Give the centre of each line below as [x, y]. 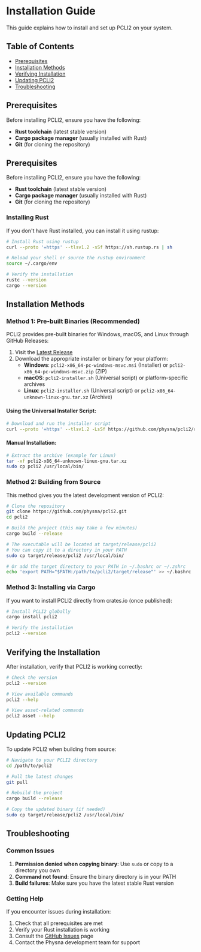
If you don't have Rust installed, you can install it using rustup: [83, 230]
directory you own [37, 870]
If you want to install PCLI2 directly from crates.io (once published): [89, 600]
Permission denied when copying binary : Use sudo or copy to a [94, 864]
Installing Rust [28, 217]
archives [34, 384]
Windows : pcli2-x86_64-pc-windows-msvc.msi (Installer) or [96, 365]
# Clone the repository [36, 506]
